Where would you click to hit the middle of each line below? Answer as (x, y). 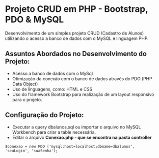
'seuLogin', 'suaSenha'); (31, 151)
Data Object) (25, 84)
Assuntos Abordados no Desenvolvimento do (76, 54)
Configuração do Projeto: (45, 115)
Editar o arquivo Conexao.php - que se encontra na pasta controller (82, 137)
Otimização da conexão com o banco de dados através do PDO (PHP (82, 79)
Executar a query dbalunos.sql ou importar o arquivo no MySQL (77, 127)
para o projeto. (27, 99)
